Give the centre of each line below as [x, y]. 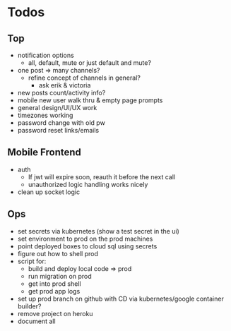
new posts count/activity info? [61, 93]
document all [36, 321]
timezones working [45, 115]
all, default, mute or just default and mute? [90, 63]
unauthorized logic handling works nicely [88, 184]
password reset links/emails [58, 130]
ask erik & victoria [65, 85]
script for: [32, 261]
